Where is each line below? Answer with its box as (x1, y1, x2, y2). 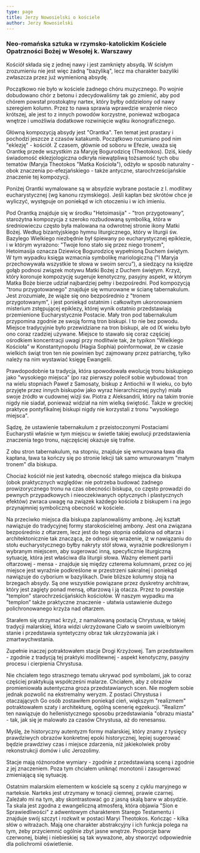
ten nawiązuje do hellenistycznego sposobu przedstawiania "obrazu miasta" (6, 710, 195, 717)
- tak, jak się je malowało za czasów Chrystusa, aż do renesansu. (6, 716, 167, 723)
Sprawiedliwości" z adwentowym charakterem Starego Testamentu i (6, 808, 174, 815)
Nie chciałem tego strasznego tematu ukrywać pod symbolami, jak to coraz (6, 671, 192, 679)
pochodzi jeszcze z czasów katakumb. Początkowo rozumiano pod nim (6, 135, 181, 142)
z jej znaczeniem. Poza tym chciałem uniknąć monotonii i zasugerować (6, 765, 181, 772)
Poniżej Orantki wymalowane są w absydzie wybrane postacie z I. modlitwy (6, 185, 192, 192)
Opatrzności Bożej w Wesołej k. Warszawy (6, 47, 133, 56)
